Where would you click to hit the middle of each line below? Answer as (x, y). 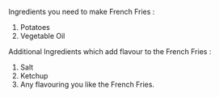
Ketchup (34, 76)
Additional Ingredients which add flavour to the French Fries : (110, 51)
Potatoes (35, 27)
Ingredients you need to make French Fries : (82, 12)
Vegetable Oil (42, 36)
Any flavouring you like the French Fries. (87, 84)
